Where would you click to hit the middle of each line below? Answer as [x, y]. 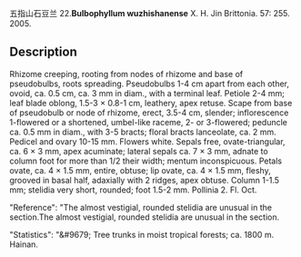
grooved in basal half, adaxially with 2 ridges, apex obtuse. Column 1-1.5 [145, 180]
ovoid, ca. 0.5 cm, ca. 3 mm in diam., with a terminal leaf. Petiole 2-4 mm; [147, 93]
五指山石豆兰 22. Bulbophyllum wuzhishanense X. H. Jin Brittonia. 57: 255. [150, 13]
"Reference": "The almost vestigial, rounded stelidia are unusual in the [141, 207]
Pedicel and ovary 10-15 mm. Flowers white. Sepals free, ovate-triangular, [147, 141]
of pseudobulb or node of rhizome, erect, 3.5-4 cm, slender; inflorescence [149, 113]
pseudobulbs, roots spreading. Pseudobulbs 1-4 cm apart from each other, [149, 84]
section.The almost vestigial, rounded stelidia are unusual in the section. [145, 217]
